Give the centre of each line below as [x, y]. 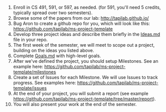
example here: [28, 66]
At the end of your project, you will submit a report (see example [81, 94]
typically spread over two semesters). [53, 13]
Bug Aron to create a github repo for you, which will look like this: [81, 23]
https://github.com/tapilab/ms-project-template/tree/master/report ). [85, 99]
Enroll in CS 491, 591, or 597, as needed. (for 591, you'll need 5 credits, [87, 7]
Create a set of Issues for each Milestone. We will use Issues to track [86, 77]
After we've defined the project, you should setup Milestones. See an [86, 61]
